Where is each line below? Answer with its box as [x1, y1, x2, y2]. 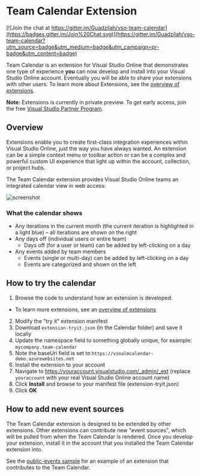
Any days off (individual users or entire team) [14, 235, 127, 243]
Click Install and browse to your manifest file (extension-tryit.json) [14, 380, 179, 388]
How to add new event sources [6, 404, 124, 415]
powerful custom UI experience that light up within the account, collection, [6, 158, 191, 165]
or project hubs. [6, 164, 46, 171]
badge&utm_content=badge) [6, 49, 77, 57]
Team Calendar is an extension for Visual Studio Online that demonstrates [6, 61, 189, 69]
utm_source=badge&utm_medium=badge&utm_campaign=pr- [6, 43, 160, 51]
